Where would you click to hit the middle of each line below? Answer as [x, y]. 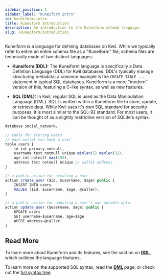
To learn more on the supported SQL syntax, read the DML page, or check [80, 267]
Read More [22, 241]
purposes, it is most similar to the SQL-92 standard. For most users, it [82, 112]
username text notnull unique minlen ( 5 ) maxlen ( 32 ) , [69, 153]
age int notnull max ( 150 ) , [41, 158]
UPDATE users [27, 212]
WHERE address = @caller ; [38, 221]
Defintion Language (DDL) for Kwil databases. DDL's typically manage [82, 71]
